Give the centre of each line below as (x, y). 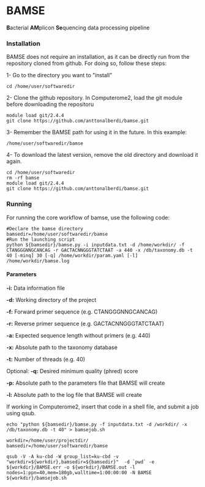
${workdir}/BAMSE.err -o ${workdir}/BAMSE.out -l (71, 467)
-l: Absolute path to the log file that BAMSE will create (74, 395)
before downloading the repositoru (50, 104)
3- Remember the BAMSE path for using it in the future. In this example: (97, 132)
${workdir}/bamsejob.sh (37, 478)
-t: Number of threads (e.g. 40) (46, 359)
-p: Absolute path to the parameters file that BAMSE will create (86, 383)
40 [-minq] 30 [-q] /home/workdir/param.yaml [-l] (72, 255)
